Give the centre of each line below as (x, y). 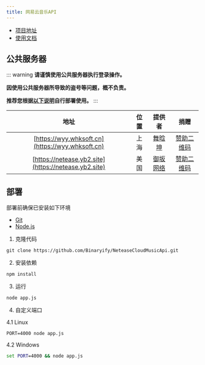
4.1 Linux (17, 322)
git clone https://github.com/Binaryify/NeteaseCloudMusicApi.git (92, 251)
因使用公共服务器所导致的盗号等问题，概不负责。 (68, 88)
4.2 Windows (23, 345)
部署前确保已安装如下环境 (38, 208)
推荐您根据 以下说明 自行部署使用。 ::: (52, 101)
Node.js (25, 226)
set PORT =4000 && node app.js (45, 356)
